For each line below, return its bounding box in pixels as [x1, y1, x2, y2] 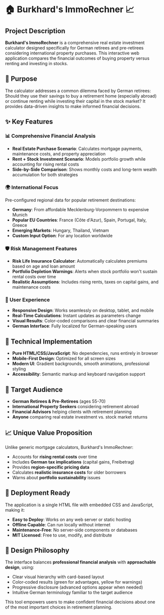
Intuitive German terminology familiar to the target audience [12, 590, 133, 595]
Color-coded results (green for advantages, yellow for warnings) [12, 579, 143, 585]
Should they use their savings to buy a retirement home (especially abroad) [5, 93, 157, 98]
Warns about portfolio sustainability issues [12, 474, 101, 480]
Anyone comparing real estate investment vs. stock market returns [12, 414, 148, 420]
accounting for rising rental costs [12, 161, 79, 167]
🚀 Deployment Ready [5, 489, 70, 497]
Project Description [5, 26, 66, 35]
